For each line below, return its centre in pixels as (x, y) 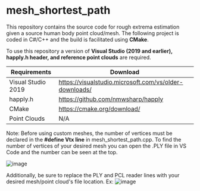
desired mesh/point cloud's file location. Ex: (60, 181)
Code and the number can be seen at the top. (62, 152)
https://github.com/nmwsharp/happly (111, 99)
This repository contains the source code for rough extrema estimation (93, 27)
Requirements (31, 72)
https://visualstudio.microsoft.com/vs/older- (121, 82)
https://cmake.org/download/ (99, 109)
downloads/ (75, 89)
